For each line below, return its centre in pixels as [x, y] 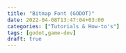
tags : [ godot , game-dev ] [42, 33]
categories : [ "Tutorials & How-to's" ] [63, 26]
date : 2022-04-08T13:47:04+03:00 [56, 20]
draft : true [24, 39]
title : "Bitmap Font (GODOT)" [51, 13]
